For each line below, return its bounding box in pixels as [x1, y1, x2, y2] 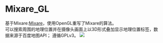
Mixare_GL [5, 3, 49, 15]
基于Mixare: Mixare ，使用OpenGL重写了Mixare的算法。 [5, 20, 117, 26]
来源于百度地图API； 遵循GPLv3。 [9, 32, 79, 38]
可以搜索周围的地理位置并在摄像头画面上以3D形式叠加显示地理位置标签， [5, 26, 154, 32]
